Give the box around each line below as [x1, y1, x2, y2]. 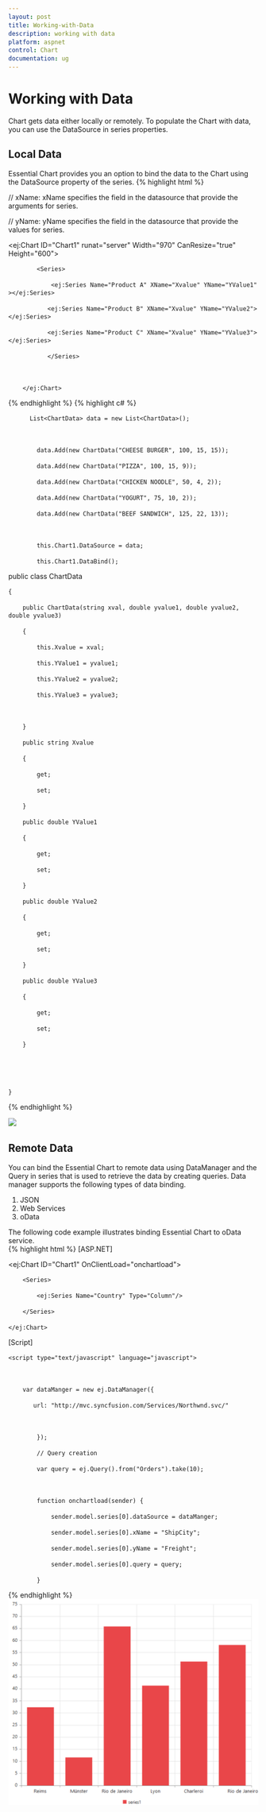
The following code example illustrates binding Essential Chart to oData [8, 1227, 242, 1237]
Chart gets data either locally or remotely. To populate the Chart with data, [8, 116, 252, 126]
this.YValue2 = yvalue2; [37, 675, 119, 683]
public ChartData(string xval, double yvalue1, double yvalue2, [22, 604, 240, 612]
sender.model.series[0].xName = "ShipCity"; [50, 1528, 201, 1536]
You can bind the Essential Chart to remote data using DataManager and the [8, 1162, 257, 1172]
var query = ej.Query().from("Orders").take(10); [37, 1465, 204, 1473]
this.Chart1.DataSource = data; [37, 541, 145, 550]
